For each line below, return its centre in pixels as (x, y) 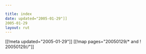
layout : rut (17, 27)
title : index (19, 14)
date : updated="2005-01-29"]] (36, 18)
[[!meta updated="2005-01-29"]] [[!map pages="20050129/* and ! (73, 42)
